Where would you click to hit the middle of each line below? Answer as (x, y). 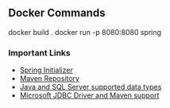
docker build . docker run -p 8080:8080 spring (85, 32)
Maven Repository (49, 79)
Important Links (39, 52)
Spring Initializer (46, 70)
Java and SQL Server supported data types (91, 87)
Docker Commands (57, 13)
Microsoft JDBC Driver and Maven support (89, 95)
